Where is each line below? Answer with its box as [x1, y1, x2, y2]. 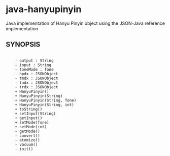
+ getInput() [15, 115, 43, 121]
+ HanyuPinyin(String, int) [15, 102, 74, 107]
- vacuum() [15, 142, 38, 147]
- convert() [15, 133, 40, 138]
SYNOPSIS [6, 40, 41, 49]
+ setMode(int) [15, 124, 47, 129]
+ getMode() [15, 129, 40, 134]
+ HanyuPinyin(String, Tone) [15, 97, 77, 103]
